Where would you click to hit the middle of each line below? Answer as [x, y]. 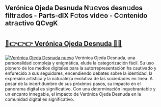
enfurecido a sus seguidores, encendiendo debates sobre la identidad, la [79, 73]
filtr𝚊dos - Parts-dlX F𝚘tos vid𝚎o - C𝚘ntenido [76, 16]
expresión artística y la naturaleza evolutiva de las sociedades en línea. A [79, 78]
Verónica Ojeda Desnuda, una [105, 58]
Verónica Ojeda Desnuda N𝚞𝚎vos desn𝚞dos [74, 8]
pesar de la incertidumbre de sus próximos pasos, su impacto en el [73, 84]
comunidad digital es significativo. [40, 99]
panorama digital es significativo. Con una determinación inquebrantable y [80, 89]
